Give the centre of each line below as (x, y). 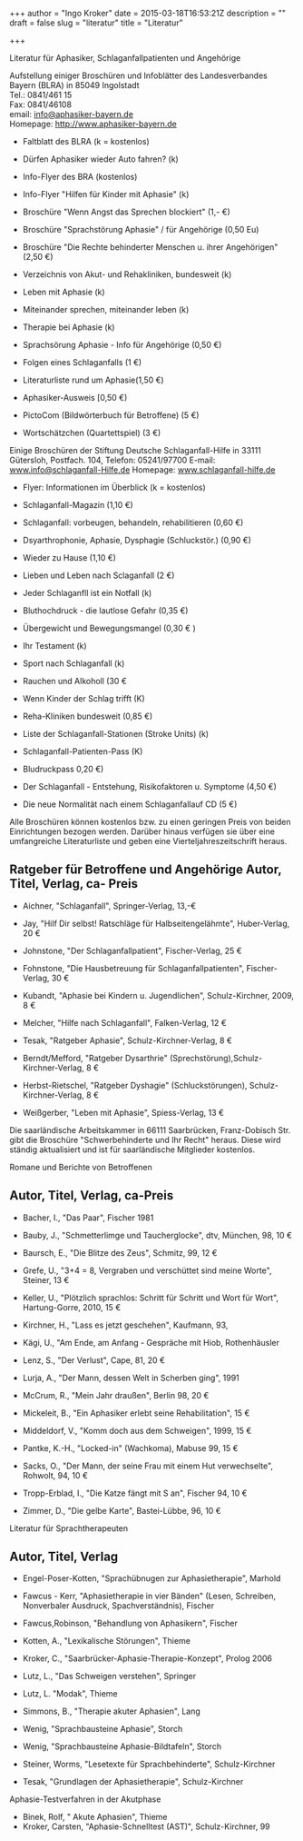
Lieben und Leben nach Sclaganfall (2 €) (98, 575)
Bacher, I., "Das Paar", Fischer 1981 (88, 1218)
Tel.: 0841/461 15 (41, 95)
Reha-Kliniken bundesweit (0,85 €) (88, 716)
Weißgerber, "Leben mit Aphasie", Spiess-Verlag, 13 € (123, 1112)
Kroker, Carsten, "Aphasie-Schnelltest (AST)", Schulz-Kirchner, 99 (146, 1826)
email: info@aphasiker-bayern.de (72, 114)
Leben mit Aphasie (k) (64, 292)
